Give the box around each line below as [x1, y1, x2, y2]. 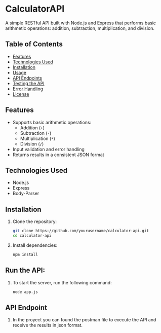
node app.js [12, 289, 38, 294]
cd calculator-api [12, 233, 52, 238]
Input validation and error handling [12, 146, 85, 152]
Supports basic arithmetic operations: [12, 119, 92, 125]
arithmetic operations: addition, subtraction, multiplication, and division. [5, 25, 155, 31]
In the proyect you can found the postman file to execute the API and [12, 317, 156, 323]
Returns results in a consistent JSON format [12, 152, 105, 158]
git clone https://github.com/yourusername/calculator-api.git [12, 229, 149, 234]
